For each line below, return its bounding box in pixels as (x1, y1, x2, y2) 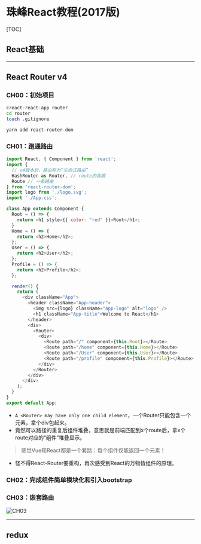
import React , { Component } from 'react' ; (6, 156, 117, 162)
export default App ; (6, 400, 58, 406)
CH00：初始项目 (6, 91, 55, 99)
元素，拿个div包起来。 (14, 419, 70, 426)
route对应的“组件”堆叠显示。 (14, 434, 86, 441)
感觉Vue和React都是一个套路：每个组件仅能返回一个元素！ (20, 447, 166, 454)
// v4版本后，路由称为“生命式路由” (11, 167, 89, 173)
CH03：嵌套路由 (6, 493, 54, 502)
